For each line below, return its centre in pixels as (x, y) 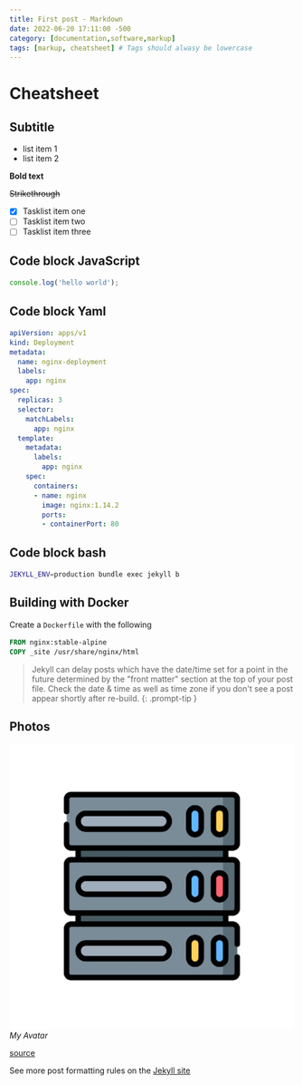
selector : (36, 409)
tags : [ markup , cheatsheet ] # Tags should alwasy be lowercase (131, 48)
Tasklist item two (54, 221)
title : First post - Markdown (66, 19)
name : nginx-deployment (62, 362)
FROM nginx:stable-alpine (58, 642)
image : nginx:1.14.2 (80, 505)
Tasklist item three (57, 232)
